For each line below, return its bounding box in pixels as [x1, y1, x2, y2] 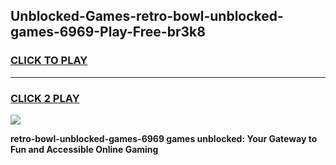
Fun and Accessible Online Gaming [10, 143, 159, 155]
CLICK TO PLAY [10, 54, 88, 68]
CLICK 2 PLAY [10, 91, 80, 105]
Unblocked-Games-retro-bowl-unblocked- [10, 8, 284, 25]
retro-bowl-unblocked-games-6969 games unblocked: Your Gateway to [10, 132, 318, 144]
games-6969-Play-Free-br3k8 [10, 24, 206, 41]
